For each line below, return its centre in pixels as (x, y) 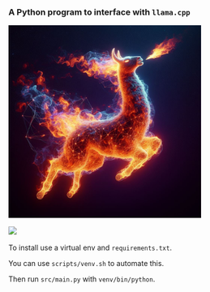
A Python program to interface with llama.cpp (99, 12)
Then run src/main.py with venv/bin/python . (82, 279)
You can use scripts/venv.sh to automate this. (86, 264)
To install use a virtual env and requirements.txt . (90, 248)
